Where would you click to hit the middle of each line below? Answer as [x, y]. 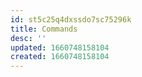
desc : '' [28, 38]
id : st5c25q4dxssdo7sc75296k [71, 19]
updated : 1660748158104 [60, 47]
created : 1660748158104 [60, 57]
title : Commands [44, 29]
